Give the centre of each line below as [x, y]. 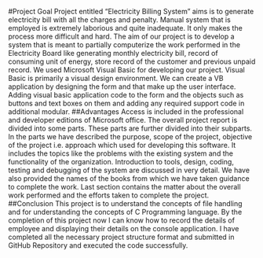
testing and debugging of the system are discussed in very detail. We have [129, 170]
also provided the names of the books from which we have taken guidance [129, 179]
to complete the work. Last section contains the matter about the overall [124, 187]
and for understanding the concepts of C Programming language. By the [125, 212]
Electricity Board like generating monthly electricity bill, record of [113, 53]
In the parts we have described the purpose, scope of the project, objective [130, 136]
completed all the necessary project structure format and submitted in [121, 237]
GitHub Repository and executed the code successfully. [98, 245]
